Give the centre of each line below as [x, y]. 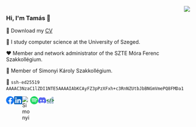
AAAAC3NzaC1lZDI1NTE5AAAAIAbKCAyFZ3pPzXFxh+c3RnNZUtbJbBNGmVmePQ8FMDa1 [95, 89]
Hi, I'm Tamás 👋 [28, 18]
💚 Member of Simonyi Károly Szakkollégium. [59, 71]
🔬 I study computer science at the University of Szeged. [73, 42]
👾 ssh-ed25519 [23, 82]
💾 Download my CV [29, 31]
